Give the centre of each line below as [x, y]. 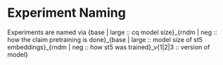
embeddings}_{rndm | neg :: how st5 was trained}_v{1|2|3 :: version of [109, 47]
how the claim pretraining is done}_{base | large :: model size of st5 [105, 39]
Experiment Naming [67, 13]
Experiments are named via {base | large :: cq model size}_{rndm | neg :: [112, 32]
